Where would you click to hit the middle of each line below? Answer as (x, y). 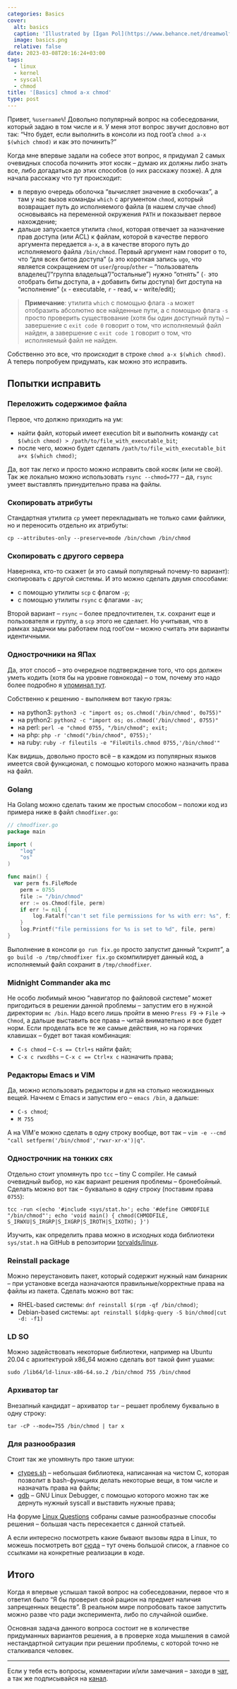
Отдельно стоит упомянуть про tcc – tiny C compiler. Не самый (102, 1174)
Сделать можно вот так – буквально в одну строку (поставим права (110, 1189)
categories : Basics (36, 14)
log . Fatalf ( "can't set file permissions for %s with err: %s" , (127, 916)
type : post (23, 100)
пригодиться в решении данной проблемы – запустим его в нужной (110, 1005)
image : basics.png (41, 40)
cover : (17, 20)
